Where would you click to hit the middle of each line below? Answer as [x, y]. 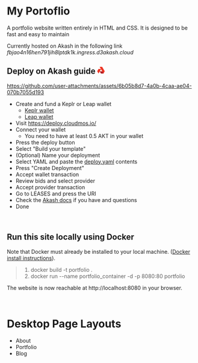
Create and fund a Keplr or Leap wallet [63, 104]
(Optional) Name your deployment [58, 155]
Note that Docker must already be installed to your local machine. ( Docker [98, 251]
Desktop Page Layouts [64, 324]
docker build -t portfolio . [61, 270]
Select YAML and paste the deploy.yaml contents [76, 162]
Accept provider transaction [50, 187]
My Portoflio [39, 11]
